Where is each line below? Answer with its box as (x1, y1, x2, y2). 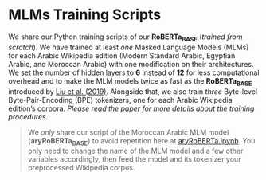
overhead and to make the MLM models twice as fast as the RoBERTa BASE (8, 76, 252, 88)
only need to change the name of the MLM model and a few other (27, 146, 244, 156)
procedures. (8, 112, 49, 121)
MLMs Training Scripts (8, 6, 162, 24)
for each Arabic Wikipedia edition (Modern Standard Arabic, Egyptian (8, 50, 236, 61)
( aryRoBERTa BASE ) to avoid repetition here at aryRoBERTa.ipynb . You (27, 135, 256, 147)
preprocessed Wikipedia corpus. (27, 163, 135, 173)
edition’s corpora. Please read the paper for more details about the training (8, 104, 255, 113)
